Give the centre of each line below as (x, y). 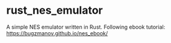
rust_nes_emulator (55, 10)
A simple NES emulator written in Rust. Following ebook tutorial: (86, 27)
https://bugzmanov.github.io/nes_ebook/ (57, 33)
